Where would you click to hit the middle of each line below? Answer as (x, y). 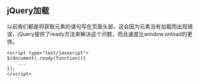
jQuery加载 (28, 11)
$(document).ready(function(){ (46, 58)
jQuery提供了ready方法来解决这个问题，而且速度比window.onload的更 (105, 34)
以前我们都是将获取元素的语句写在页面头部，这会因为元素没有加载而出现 (97, 26)
